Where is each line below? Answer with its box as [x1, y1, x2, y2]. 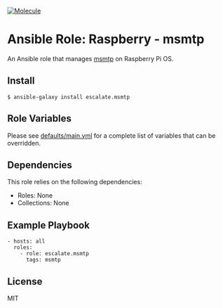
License [7, 275, 43, 288]
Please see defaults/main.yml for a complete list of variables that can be [7, 131, 216, 140]
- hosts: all [7, 238, 46, 245]
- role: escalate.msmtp [20, 250, 90, 257]
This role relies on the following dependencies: [7, 178, 142, 186]
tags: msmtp [25, 257, 61, 264]
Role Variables [7, 113, 72, 124]
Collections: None [17, 199, 69, 207]
